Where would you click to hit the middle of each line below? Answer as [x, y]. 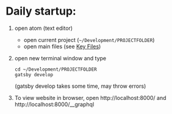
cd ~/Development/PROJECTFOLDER [56, 69]
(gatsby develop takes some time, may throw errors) [80, 86]
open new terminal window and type [60, 58]
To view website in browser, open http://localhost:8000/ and [90, 98]
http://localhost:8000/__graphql [54, 104]
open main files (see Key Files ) [62, 46]
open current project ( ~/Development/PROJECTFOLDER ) [89, 40]
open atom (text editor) [44, 28]
